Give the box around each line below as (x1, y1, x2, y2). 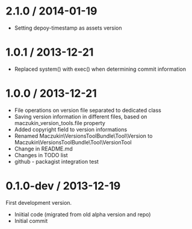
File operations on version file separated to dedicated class (14, 106, 162, 114)
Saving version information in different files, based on (14, 113, 147, 120)
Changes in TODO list (14, 151, 68, 158)
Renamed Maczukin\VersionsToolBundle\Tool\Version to (14, 132, 153, 140)
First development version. (5, 199, 72, 206)
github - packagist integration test (14, 158, 99, 165)
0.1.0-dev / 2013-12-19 (5, 179, 121, 193)
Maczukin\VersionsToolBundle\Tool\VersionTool (14, 138, 132, 146)
